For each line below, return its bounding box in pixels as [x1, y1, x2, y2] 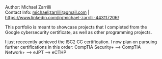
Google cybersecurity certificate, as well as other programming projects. [5, 29, 152, 35]
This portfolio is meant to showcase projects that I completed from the [5, 24, 147, 30]
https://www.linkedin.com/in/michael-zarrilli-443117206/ [5, 15, 119, 20]
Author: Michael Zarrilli [5, 4, 52, 10]
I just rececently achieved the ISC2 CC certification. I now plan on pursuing [5, 39, 157, 45]
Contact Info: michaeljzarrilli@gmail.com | [5, 9, 90, 15]
